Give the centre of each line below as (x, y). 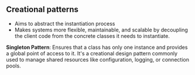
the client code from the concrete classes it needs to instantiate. (92, 36)
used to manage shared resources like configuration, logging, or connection (97, 59)
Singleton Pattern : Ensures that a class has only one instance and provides (97, 47)
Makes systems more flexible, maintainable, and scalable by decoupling (101, 30)
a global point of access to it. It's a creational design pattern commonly (92, 53)
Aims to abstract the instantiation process (65, 23)
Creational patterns (42, 10)
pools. (14, 66)
